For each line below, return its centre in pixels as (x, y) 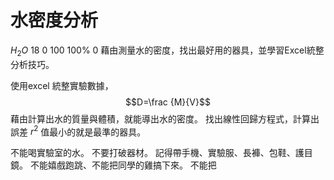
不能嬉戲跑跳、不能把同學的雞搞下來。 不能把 (123, 165)
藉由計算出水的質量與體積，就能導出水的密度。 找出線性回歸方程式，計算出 (165, 118)
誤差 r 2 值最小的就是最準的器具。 (78, 131)
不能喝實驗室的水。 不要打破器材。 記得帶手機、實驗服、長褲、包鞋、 (153, 153)
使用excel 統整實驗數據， (62, 85)
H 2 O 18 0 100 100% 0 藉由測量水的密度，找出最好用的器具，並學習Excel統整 (167, 51)
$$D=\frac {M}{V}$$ (168, 102)
